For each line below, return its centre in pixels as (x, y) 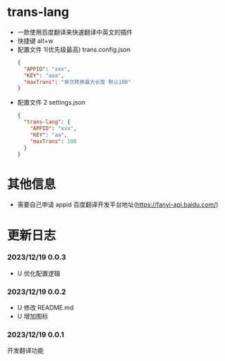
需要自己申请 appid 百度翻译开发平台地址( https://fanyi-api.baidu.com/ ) (118, 204)
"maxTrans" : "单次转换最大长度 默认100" (78, 82)
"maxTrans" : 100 (53, 141)
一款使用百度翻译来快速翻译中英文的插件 (75, 32)
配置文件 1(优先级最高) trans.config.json (74, 49)
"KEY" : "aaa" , (44, 76)
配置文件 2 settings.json (51, 103)
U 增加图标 (33, 317)
